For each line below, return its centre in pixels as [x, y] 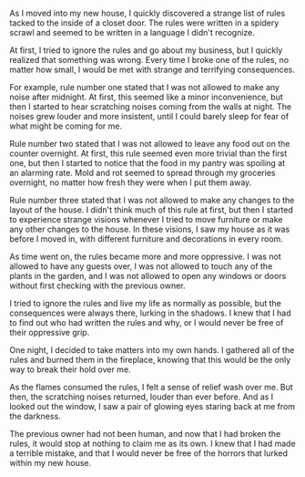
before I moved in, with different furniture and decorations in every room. [147, 239]
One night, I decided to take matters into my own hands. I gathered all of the [152, 350]
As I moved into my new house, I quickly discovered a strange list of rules [147, 13]
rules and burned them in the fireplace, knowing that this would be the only [150, 360]
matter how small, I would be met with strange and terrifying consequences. [152, 69]
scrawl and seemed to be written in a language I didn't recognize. [132, 32]
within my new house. [51, 463]
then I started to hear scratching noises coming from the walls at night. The [151, 107]
